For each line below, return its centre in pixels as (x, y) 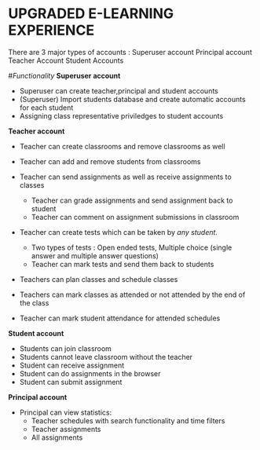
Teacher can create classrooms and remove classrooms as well (122, 146)
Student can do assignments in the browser (90, 373)
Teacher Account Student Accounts (66, 60)
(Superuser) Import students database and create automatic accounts (132, 99)
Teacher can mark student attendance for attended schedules (120, 318)
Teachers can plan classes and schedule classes (99, 279)
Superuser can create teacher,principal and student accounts (119, 90)
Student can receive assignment (71, 365)
